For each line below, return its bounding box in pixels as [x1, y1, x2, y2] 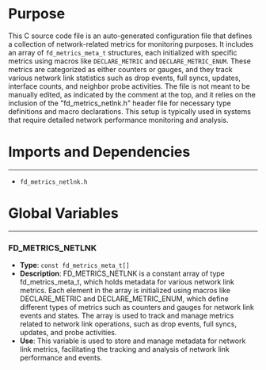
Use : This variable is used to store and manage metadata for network [19, 336, 246, 345]
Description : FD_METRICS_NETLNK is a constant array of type [19, 269, 226, 278]
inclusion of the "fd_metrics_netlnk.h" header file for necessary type [8, 98, 231, 108]
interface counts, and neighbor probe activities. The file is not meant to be [8, 81, 251, 91]
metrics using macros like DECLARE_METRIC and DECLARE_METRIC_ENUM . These [8, 56, 251, 66]
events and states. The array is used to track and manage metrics [19, 311, 234, 321]
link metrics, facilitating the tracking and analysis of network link [19, 345, 230, 354]
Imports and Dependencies [8, 143, 191, 161]
